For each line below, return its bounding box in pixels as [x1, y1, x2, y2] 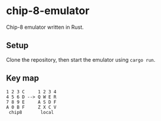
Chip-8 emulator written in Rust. [6, 23, 84, 31]
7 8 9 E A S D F [6, 99, 57, 105]
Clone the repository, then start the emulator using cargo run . [6, 56, 156, 63]
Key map [6, 73, 40, 83]
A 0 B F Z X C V [6, 104, 57, 110]
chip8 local [8, 109, 54, 115]
